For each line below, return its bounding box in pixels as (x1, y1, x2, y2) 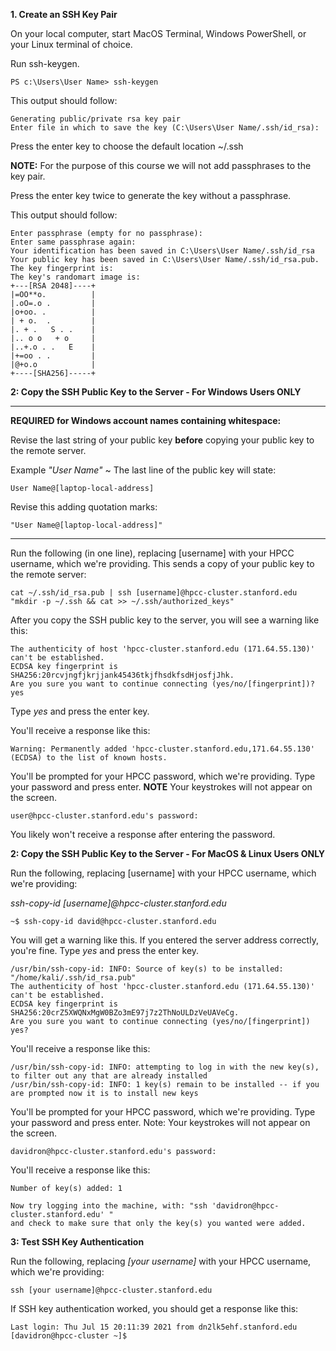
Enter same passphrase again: (10, 237, 137, 247)
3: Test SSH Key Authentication (10, 1236, 145, 1248)
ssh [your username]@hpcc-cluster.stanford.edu (10, 1285, 213, 1295)
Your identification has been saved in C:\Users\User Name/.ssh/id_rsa (10, 246, 315, 256)
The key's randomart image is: (10, 272, 141, 282)
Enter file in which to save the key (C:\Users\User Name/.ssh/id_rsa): (10, 123, 320, 133)
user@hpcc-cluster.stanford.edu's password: (10, 811, 199, 821)
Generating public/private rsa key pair (10, 114, 182, 124)
